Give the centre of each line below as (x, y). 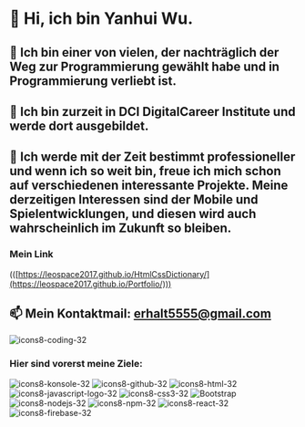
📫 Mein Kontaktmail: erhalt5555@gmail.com (140, 314)
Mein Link (31, 255)
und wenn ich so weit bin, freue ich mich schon (145, 171)
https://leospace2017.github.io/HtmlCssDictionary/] (114, 274)
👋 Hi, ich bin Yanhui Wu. (102, 19)
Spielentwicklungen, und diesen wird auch (133, 214)
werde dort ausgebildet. (79, 125)
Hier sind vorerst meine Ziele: (76, 364)
